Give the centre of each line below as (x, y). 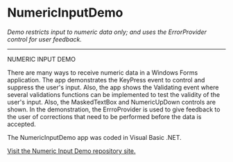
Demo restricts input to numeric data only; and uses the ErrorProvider (107, 32)
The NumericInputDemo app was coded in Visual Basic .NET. (94, 137)
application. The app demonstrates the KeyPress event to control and (106, 80)
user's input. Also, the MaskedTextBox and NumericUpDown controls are (112, 102)
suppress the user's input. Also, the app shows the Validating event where (113, 87)
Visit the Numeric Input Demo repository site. (72, 151)
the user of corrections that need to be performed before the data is (104, 116)
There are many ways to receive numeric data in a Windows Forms (103, 72)
